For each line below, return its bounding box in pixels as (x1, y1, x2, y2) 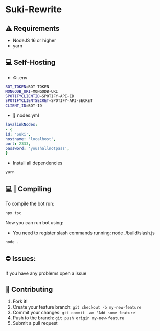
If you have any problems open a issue (5, 270, 87, 276)
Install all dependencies (12, 160, 63, 166)
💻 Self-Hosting (5, 58, 56, 67)
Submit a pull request (12, 320, 58, 326)
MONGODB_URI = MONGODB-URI (5, 89, 58, 94)
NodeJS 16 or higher (12, 37, 56, 43)
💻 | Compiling (5, 185, 52, 193)
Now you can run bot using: (5, 219, 64, 225)
